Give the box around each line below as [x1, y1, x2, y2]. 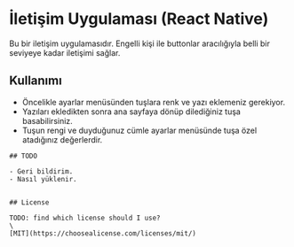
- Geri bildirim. [9, 166, 74, 176]
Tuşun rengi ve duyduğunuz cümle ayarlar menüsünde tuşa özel [21, 125, 258, 135]
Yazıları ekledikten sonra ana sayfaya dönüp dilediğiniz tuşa [21, 106, 242, 117]
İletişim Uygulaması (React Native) [9, 9, 269, 29]
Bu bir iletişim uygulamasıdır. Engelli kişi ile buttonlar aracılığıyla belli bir [9, 38, 271, 49]
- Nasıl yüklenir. [9, 174, 77, 183]
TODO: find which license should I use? [9, 213, 162, 222]
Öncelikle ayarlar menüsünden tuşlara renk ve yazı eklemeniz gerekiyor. [21, 96, 286, 107]
